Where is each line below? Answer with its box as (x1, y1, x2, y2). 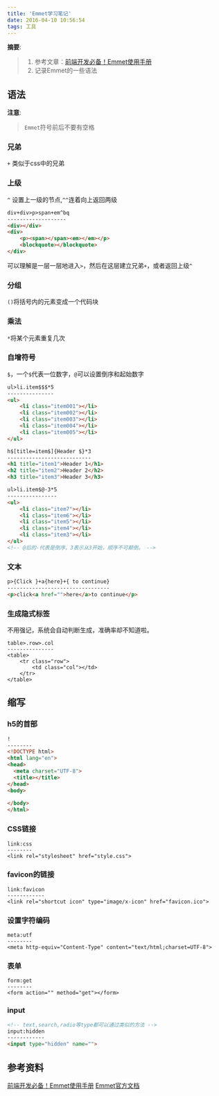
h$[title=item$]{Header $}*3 (7, 448, 91, 455)
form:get (7, 977, 33, 984)
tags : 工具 (7, 23, 37, 30)
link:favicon (7, 886, 45, 893)
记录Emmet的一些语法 (34, 67, 98, 75)
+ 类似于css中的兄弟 (7, 159, 64, 167)
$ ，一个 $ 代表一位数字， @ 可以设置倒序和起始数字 (7, 369, 144, 378)
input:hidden (7, 1028, 45, 1035)
